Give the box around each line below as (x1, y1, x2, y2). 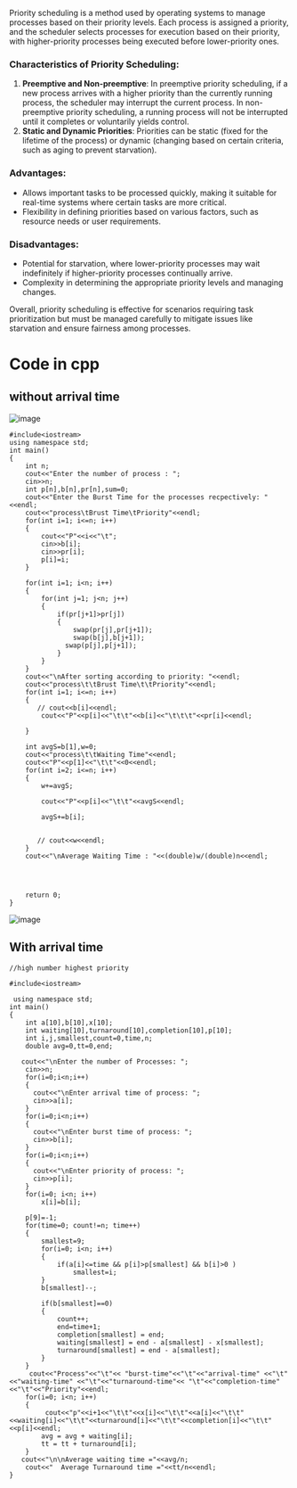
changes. (21, 286, 57, 297)
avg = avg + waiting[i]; (41, 1431, 133, 1441)
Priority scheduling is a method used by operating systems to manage (9, 8, 266, 18)
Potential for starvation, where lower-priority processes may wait (21, 258, 261, 268)
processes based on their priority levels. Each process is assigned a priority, (9, 17, 289, 28)
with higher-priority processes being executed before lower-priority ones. (9, 36, 280, 46)
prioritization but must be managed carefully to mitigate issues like (9, 313, 253, 324)
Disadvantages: (9, 238, 79, 251)
